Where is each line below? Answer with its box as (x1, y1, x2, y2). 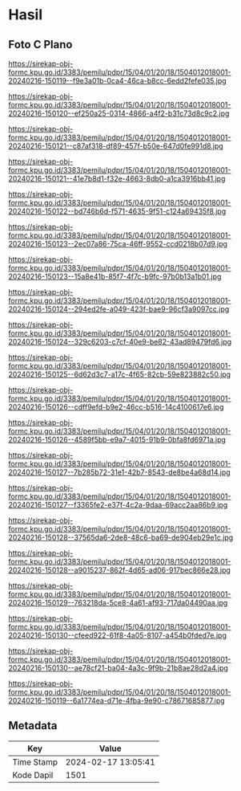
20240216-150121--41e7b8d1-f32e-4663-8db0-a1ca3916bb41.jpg (8, 174, 226, 183)
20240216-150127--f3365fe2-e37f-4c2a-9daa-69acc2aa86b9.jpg (8, 500, 228, 509)
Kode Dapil (12, 769, 54, 781)
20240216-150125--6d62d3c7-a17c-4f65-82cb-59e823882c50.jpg (8, 369, 231, 379)
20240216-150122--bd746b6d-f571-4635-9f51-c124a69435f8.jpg (8, 206, 227, 216)
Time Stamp (12, 756, 58, 768)
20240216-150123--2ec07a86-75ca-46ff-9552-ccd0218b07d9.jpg (8, 239, 228, 248)
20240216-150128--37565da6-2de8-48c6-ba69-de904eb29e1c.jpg (8, 532, 234, 542)
